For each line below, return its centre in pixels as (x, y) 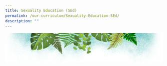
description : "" (22, 21)
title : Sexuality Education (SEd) (41, 10)
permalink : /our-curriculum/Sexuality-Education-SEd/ (62, 16)
